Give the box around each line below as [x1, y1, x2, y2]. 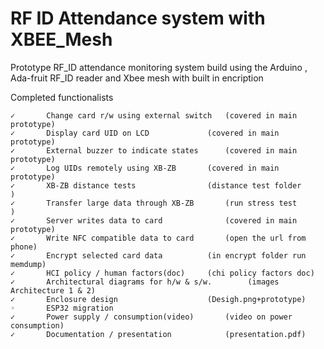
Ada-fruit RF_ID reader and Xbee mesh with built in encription [10, 72, 264, 84]
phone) [10, 242, 38, 252]
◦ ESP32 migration [10, 303, 114, 313]
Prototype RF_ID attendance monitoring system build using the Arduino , [10, 61, 308, 73]
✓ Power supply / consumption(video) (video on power [10, 312, 293, 322]
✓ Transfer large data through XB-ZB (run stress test [10, 198, 298, 208]
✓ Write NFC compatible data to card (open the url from [10, 233, 307, 243]
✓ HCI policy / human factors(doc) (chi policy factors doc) [10, 268, 315, 278]
